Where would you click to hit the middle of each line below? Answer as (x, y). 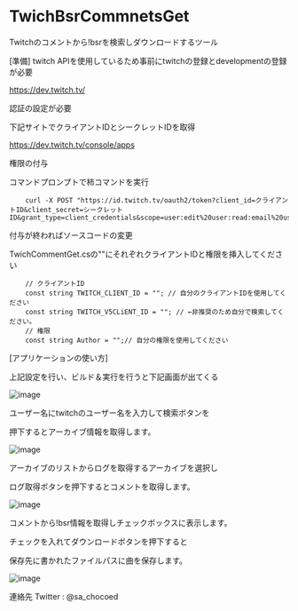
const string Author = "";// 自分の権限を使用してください (127, 340)
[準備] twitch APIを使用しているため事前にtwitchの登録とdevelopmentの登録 (148, 60)
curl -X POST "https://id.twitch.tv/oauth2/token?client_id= (140, 200)
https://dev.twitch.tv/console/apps (72, 145)
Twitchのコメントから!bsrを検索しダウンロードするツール (114, 42)
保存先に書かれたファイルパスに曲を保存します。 (98, 560)
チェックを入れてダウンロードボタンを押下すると (98, 541)
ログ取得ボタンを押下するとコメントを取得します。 (102, 487)
